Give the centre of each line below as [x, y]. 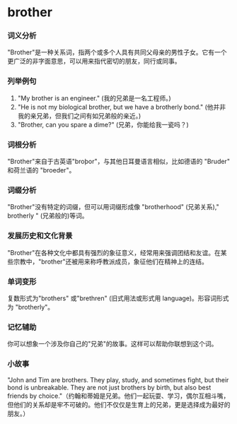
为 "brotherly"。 [31, 307]
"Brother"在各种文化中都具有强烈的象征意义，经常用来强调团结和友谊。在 [114, 252]
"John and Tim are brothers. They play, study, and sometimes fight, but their [118, 379]
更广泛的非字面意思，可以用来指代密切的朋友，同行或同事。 [94, 61]
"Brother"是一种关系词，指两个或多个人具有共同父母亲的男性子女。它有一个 [117, 52]
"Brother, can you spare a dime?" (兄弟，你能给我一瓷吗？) [103, 124]
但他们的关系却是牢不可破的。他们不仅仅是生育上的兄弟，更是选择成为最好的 [119, 404]
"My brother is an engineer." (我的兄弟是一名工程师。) [94, 98]
